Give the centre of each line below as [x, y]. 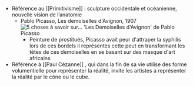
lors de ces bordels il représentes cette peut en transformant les [107, 46]
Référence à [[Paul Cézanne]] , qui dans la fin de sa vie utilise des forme [99, 64]
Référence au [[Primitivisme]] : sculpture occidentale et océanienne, [94, 8]
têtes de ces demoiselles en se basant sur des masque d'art [102, 52]
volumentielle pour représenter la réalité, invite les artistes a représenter [99, 70]
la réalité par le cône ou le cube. [51, 77]
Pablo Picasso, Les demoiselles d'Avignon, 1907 [79, 21]
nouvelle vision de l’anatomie [47, 15]
